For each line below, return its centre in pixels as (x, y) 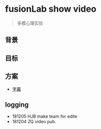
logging (17, 104)
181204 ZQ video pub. (34, 122)
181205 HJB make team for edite (45, 116)
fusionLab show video (51, 9)
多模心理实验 (30, 23)
